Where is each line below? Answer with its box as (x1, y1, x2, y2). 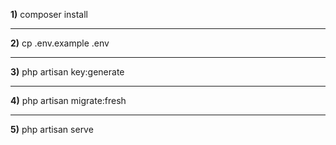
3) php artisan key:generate (10, 66, 125, 78)
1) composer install (10, 9, 88, 20)
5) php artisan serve (10, 124, 94, 135)
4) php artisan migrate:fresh (10, 95, 127, 106)
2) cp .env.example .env (10, 37, 110, 49)
